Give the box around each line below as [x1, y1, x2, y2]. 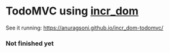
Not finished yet [5, 39, 54, 48]
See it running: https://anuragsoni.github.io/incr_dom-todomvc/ [5, 24, 164, 31]
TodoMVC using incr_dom [5, 4, 139, 18]
